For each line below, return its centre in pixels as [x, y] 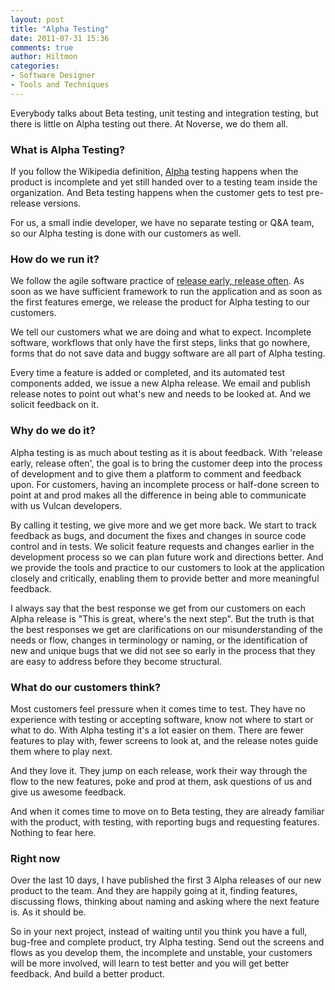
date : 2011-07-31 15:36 [60, 38]
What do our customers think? [86, 687]
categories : [35, 66]
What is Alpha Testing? [68, 149]
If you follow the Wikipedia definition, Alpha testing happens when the [154, 172]
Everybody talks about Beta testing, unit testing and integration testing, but [164, 113]
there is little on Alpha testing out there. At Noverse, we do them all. [149, 123]
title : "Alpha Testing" [60, 29]
